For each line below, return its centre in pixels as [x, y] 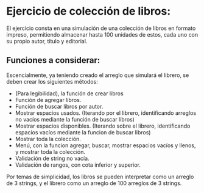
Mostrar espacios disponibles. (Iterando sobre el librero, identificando [103, 126]
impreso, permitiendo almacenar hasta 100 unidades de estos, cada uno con [102, 34]
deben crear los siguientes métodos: [52, 81]
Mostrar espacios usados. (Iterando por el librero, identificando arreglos [106, 113]
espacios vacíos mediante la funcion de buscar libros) [83, 132]
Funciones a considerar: [53, 60]
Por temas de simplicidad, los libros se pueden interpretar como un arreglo [100, 177]
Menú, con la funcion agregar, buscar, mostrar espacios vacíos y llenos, [105, 145]
